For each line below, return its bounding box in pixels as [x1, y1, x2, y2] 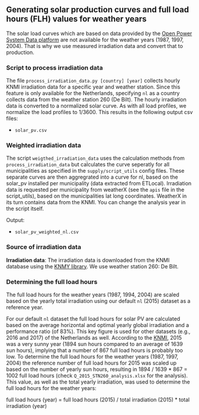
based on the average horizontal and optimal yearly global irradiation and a [6, 322, 190, 328]
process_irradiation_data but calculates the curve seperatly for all [6, 161, 170, 168]
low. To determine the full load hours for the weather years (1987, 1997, [6, 353, 179, 360]
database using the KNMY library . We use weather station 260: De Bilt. [6, 262, 179, 270]
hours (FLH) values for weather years [6, 14, 147, 24]
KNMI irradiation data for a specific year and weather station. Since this [6, 83, 181, 91]
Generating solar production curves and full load [6, 5, 190, 15]
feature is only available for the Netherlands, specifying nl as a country [6, 90, 180, 97]
